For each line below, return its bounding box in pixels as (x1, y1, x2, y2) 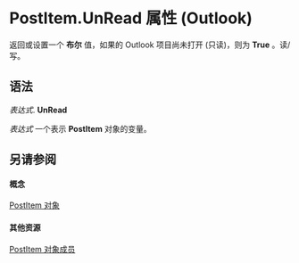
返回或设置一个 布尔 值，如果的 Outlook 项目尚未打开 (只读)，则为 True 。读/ (9, 39, 291, 50)
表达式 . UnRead (9, 104, 68, 115)
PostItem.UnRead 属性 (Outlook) (9, 8, 253, 29)
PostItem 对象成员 (9, 243, 76, 254)
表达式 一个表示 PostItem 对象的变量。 (9, 123, 152, 134)
